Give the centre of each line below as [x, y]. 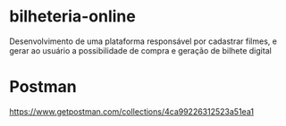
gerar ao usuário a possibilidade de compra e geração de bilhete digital [141, 50]
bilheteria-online [72, 17]
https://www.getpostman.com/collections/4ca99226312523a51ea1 [132, 111]
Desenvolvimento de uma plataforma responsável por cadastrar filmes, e [143, 41]
